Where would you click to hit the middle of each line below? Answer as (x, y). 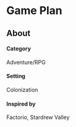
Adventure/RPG (26, 62)
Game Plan (34, 11)
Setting (16, 76)
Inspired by (21, 104)
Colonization (22, 90)
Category (19, 49)
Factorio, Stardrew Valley (38, 117)
